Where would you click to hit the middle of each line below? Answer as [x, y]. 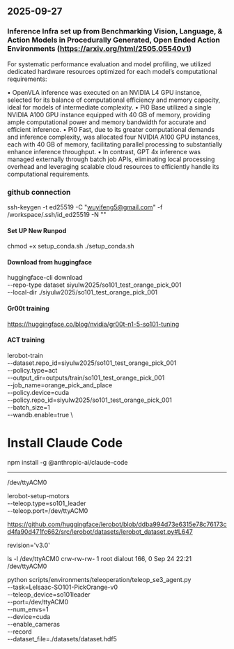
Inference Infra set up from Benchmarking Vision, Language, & [115, 31]
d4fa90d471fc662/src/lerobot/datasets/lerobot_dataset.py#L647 [100, 531]
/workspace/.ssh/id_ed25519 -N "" [57, 214]
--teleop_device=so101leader [49, 594]
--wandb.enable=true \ [40, 415]
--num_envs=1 [28, 609]
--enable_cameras [34, 624]
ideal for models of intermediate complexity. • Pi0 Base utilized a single [110, 107]
